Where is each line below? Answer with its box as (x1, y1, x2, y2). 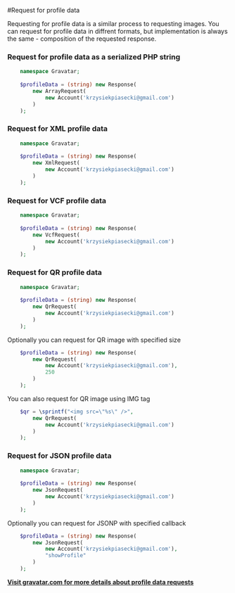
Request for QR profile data (7, 267, 102, 277)
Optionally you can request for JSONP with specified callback (7, 518, 186, 527)
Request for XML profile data (7, 124, 108, 134)
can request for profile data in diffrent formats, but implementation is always (7, 27, 228, 35)
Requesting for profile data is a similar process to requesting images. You (7, 20, 220, 27)
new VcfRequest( (32, 231, 80, 238)
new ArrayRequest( (32, 87, 87, 94)
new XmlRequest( (32, 160, 80, 167)
